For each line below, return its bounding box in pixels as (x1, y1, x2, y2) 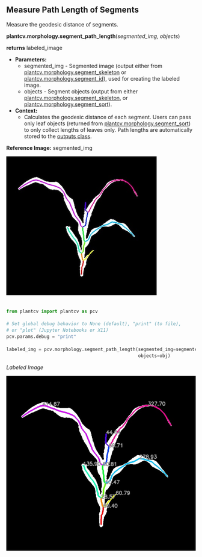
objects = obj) (138, 352, 171, 359)
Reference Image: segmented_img (6, 144, 93, 151)
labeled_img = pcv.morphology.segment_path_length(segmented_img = (6, 346, 176, 352)
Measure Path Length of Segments (6, 5, 139, 15)
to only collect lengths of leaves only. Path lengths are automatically (23, 126, 193, 133)
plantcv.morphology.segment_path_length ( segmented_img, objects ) (6, 33, 180, 40)
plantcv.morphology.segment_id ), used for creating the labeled (23, 75, 180, 82)
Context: (14, 107, 38, 114)
